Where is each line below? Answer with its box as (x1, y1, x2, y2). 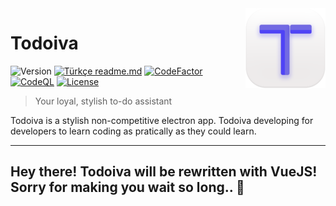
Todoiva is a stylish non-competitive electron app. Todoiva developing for (10, 114, 314, 126)
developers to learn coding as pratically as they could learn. (10, 125, 257, 137)
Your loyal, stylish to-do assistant (34, 95, 173, 107)
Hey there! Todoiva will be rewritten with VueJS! (10, 163, 318, 181)
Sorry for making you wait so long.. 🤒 (10, 179, 245, 196)
